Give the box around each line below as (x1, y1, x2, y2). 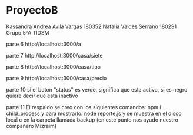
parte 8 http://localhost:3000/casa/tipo (6, 63, 101, 70)
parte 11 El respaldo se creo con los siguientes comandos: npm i (6, 103, 161, 110)
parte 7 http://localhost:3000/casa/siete (6, 52, 103, 59)
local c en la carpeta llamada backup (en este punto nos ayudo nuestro (6, 116, 178, 123)
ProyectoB (6, 4, 58, 17)
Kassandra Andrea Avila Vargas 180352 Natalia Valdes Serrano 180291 (6, 23, 177, 30)
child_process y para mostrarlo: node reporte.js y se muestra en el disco (6, 110, 182, 117)
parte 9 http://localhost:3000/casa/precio (6, 75, 107, 82)
